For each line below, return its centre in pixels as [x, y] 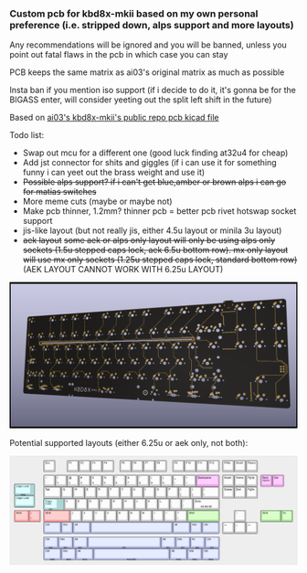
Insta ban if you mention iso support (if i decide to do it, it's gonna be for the [153, 90]
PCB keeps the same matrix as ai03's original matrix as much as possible [147, 72]
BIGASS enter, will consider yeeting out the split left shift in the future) [141, 100]
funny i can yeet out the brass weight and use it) [114, 173]
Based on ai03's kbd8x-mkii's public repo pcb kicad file [114, 118]
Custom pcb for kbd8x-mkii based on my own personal [134, 14]
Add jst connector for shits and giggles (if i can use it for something [149, 163]
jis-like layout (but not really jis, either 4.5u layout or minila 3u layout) [152, 230]
